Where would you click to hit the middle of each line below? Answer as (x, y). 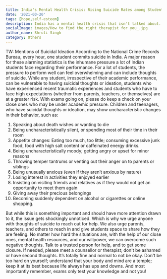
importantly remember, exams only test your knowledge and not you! (76, 271)
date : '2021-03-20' (26, 14)
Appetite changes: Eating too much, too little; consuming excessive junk (86, 140)
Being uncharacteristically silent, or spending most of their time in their (85, 130)
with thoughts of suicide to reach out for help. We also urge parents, (75, 223)
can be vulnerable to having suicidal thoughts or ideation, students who (79, 83)
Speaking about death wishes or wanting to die (61, 124)
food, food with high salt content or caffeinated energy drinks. (76, 145)
